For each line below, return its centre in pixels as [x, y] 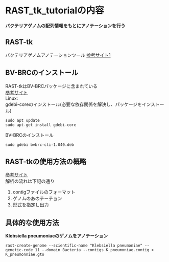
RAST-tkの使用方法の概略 [46, 161]
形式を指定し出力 [31, 205]
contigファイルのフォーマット [44, 192]
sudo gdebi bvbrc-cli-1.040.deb [40, 145]
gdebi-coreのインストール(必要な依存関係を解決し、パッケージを [74, 104]
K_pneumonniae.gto [25, 255]
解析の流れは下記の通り [30, 181]
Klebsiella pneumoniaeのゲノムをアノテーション [57, 236]
